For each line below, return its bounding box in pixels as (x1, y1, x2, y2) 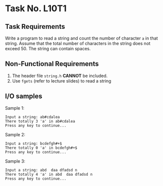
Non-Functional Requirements (5, 60, 99, 68)
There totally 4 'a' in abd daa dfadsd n (5, 172, 93, 177)
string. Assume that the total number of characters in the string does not (5, 41, 151, 46)
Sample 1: (5, 105, 24, 111)
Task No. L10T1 (5, 3, 67, 14)
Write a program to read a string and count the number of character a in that (5, 35, 158, 41)
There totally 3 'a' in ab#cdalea (5, 119, 76, 124)
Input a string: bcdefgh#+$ (5, 141, 62, 146)
